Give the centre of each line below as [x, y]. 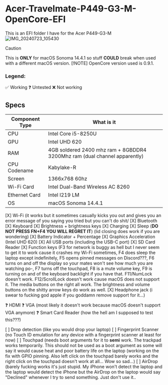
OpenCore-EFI [35, 19]
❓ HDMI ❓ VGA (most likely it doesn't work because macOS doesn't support [83, 305]
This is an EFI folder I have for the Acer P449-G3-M [58, 33]
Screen [16, 179]
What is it [104, 122]
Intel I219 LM [64, 195]
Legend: [15, 76]
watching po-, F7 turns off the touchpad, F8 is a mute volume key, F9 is [79, 268]
